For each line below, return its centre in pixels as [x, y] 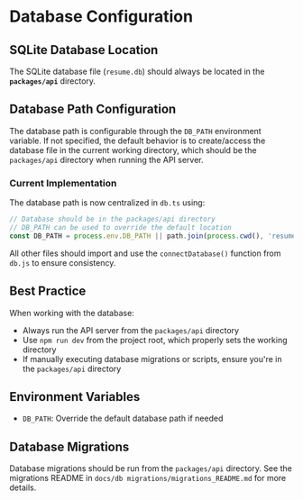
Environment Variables [75, 397]
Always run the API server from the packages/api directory [131, 330]
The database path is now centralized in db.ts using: [107, 203]
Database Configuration [101, 17]
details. [23, 487]
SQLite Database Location [84, 50]
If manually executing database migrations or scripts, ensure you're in [152, 359]
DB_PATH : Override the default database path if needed [123, 418]
